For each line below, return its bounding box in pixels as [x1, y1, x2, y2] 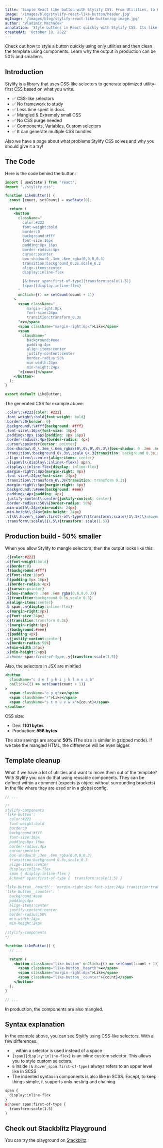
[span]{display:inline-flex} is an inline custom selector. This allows [12, 1053, 151, 1059]
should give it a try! [5, 143, 44, 149]
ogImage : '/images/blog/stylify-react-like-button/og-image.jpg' [5, 16, 140, 21]
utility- [143, 81, 156, 87]
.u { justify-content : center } [5, 636, 62, 641]
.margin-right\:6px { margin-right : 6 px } [5, 483, 86, 487]
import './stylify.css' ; [5, 184, 55, 189]
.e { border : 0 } [5, 564, 32, 568]
